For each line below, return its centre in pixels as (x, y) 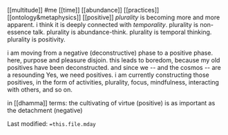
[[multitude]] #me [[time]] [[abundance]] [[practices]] (83, 10)
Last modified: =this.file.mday (51, 124)
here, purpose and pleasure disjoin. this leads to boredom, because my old (114, 60)
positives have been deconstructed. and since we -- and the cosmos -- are (114, 67)
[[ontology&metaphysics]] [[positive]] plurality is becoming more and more (114, 17)
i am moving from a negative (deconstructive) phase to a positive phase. (110, 53)
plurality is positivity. (36, 39)
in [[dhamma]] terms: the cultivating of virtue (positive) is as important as (111, 103)
